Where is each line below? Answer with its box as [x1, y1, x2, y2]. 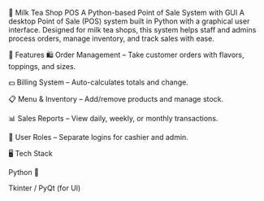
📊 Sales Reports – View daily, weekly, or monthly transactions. [8, 114, 219, 123]
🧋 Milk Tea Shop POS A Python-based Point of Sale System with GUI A [8, 8, 245, 17]
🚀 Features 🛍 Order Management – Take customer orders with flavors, [8, 50, 245, 59]
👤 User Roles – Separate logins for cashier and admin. [8, 133, 188, 142]
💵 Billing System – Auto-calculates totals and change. [8, 77, 189, 87]
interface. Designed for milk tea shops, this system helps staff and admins [8, 25, 257, 34]
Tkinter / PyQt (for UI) [8, 183, 81, 193]
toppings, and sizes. [8, 62, 76, 71]
